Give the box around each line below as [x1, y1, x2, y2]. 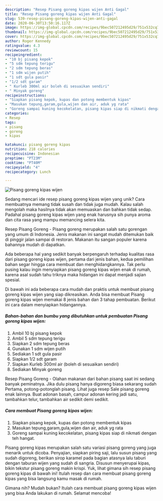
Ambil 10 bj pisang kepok [12, 331, 62, 336]
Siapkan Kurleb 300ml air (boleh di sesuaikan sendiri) [12, 361, 119, 367]
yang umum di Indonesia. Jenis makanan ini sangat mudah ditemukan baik [5, 232, 154, 237]
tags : [5, 120, 16, 125]
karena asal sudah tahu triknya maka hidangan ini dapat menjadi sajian [5, 272, 147, 278]
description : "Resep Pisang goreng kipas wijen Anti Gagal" [5, 7, 130, 12]
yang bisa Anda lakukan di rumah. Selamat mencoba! [5, 490, 112, 496]
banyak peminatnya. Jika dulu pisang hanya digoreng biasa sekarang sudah [5, 381, 157, 387]
